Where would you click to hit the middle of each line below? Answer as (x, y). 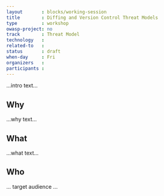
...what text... (23, 153)
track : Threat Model (43, 35)
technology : (25, 40)
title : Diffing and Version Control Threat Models (82, 18)
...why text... (22, 120)
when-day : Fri (31, 57)
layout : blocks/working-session (57, 12)
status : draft (34, 52)
